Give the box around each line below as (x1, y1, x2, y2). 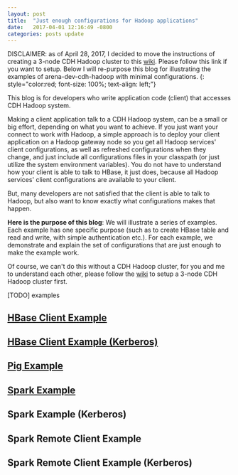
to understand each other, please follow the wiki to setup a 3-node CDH (7, 269, 218, 278)
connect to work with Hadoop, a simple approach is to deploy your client (7, 130, 220, 139)
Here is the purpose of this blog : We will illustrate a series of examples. (7, 218, 218, 227)
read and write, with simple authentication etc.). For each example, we (7, 233, 213, 242)
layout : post (7, 10, 46, 18)
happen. (7, 204, 32, 213)
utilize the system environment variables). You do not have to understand (7, 161, 222, 169)
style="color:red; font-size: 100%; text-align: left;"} (7, 80, 156, 89)
